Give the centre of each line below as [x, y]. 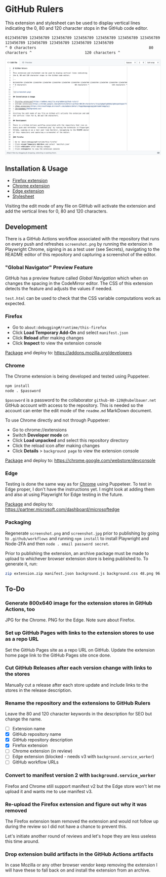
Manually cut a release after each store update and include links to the [77, 685]
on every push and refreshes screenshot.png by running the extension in [79, 244]
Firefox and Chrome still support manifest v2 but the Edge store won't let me [83, 786]
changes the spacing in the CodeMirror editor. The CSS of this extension [79, 283]
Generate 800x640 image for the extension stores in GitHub [79, 603]
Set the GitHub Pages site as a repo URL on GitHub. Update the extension [80, 650]
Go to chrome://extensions [40, 430]
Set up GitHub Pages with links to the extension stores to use [80, 633]
